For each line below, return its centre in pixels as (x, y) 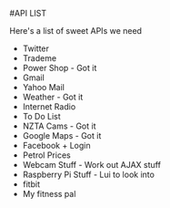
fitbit (31, 184)
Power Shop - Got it (60, 68)
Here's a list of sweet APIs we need (76, 31)
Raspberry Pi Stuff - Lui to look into (88, 174)
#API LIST (28, 13)
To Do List (41, 116)
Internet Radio (49, 107)
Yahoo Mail (44, 87)
